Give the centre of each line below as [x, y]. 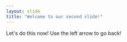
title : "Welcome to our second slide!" [54, 17]
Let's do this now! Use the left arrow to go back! [64, 33]
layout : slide [23, 11]
